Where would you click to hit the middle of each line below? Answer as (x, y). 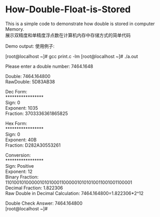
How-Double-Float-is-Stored (68, 9)
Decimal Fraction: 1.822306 (34, 188)
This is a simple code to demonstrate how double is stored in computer (80, 24)
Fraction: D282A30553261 (33, 145)
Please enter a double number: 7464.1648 (49, 66)
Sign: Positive (20, 166)
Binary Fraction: (22, 177)
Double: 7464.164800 (28, 76)
